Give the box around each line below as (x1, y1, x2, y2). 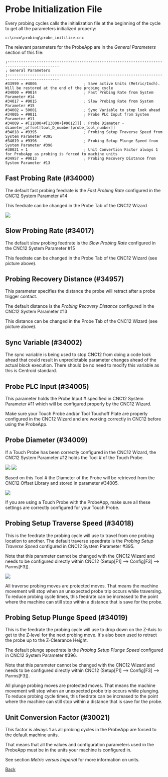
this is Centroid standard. (5, 368, 58, 374)
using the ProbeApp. (5, 421, 48, 427)
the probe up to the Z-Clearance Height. (5, 637, 88, 643)
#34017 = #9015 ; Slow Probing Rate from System (5, 99, 154, 104)
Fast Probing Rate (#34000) (5, 174, 94, 183)
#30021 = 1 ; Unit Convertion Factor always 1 (5, 147, 158, 152)
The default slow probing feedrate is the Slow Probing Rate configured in (5, 240, 156, 246)
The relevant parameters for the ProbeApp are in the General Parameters (5, 44, 156, 50)
